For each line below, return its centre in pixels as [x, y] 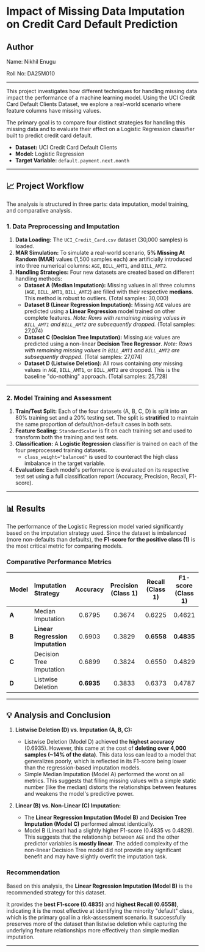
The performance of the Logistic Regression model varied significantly [95, 527]
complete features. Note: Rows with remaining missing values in [105, 318]
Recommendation [33, 872]
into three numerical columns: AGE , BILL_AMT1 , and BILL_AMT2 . [91, 266]
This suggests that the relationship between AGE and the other [102, 837]
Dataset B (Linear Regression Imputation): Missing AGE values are [107, 305]
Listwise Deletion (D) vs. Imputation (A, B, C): [74, 730]
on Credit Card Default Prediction [92, 24]
